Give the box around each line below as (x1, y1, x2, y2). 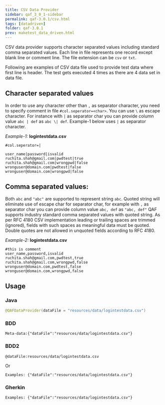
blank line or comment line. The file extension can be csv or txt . (5, 55, 137, 60)
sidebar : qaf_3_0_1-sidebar (5, 12, 64, 17)
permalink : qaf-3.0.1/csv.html (5, 16, 70, 21)
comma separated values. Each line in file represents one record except (5, 49, 153, 55)
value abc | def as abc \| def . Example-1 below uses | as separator (5, 118, 146, 124)
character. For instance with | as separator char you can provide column (5, 113, 154, 119)
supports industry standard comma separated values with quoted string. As (5, 211, 161, 217)
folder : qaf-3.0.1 (5, 26, 43, 31)
